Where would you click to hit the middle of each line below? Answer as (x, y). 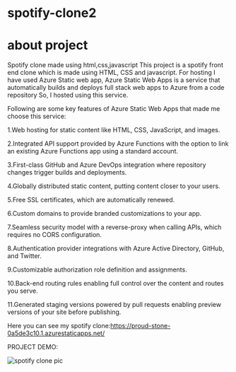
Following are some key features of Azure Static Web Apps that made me (114, 109)
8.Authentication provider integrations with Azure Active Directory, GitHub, (116, 248)
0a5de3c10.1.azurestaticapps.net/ (56, 333)
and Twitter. (25, 256)
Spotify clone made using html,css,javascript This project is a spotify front (116, 65)
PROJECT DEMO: (33, 347)
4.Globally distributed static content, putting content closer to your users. (114, 186)
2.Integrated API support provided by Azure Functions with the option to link (118, 144)
